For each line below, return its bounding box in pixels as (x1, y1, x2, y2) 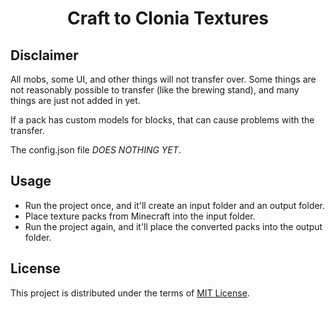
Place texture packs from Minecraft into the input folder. (24, 210, 256, 222)
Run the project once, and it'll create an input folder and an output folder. (24, 199, 326, 211)
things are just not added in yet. (10, 95, 141, 106)
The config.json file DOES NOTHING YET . (10, 144, 182, 156)
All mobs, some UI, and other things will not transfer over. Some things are (10, 73, 317, 85)
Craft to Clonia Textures (66, 7, 270, 30)
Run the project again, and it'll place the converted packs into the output (24, 220, 323, 232)
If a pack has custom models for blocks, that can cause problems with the (10, 114, 315, 126)
